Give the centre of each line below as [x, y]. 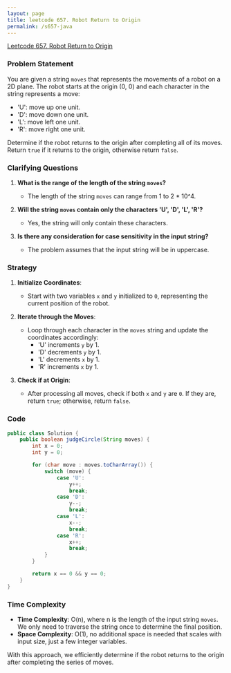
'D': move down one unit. [53, 114]
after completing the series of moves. [61, 662]
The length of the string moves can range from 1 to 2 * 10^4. [112, 196]
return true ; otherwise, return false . [79, 401]
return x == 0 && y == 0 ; [70, 574]
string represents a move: [44, 93]
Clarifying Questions [43, 168]
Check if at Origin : [44, 380]
